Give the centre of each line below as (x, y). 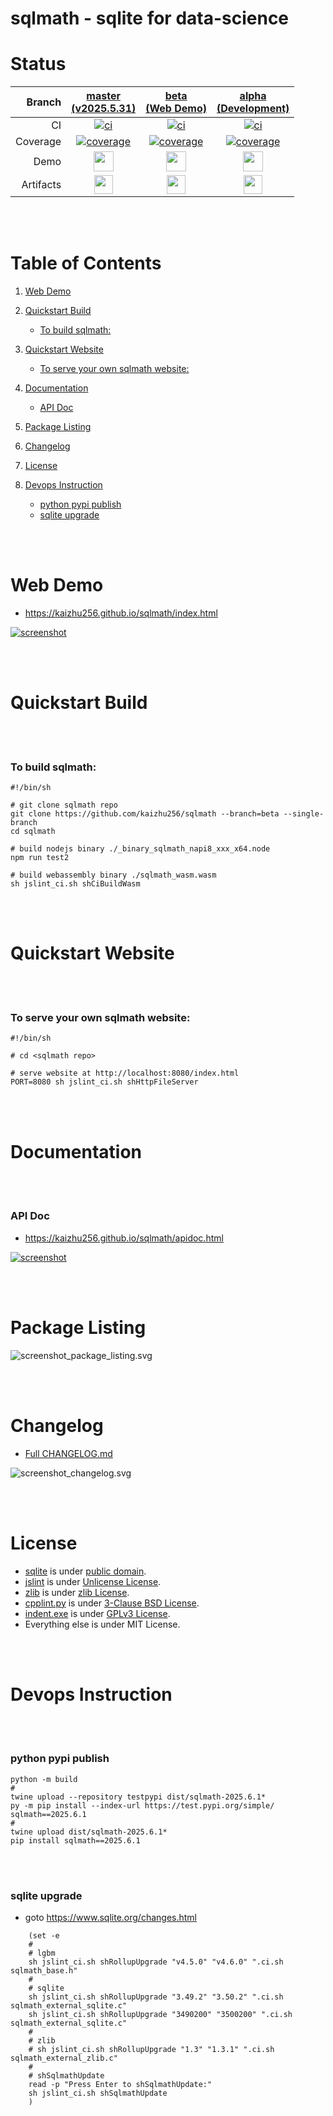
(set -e (44, 1936)
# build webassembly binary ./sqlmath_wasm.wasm (113, 875)
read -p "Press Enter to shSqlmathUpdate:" (120, 2085)
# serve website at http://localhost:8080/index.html (125, 1073)
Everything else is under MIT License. (102, 1624)
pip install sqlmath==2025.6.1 (75, 1840)
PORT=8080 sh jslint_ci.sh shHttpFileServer (104, 1082)
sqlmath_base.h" (44, 1971)
